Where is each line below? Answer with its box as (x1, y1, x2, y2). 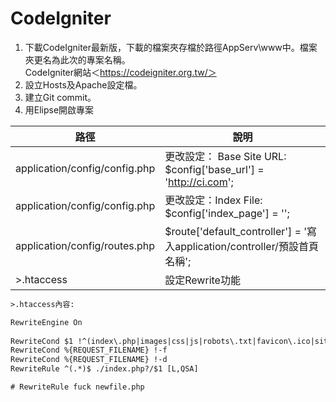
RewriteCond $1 (10, 336, 74, 346)
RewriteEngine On (10, 317, 83, 327)
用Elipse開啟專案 (24, 103, 95, 116)
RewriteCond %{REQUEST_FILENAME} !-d (10, 355, 168, 365)
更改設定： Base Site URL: (164, 149, 287, 163)
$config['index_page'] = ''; (164, 206, 290, 220)
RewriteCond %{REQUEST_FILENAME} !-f (10, 345, 168, 356)
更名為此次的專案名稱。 (33, 53, 131, 66)
